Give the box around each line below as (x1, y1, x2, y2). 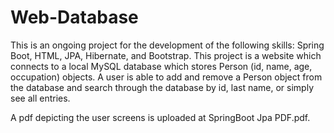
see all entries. (10, 92, 71, 104)
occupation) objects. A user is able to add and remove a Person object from (10, 71, 323, 83)
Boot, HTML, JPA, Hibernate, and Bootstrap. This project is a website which (10, 49, 322, 61)
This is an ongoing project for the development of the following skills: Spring (10, 39, 325, 51)
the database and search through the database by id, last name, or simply (10, 81, 315, 93)
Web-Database (10, 6, 139, 29)
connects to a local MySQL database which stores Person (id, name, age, (10, 60, 313, 72)
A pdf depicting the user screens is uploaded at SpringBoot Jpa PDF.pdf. (10, 111, 311, 123)
